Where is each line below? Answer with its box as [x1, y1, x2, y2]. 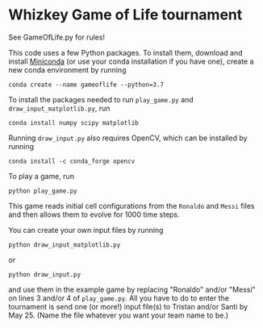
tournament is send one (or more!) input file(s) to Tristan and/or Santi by [8, 301, 248, 311]
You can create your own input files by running [8, 225, 164, 235]
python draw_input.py [8, 270, 81, 279]
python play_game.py [8, 187, 78, 195]
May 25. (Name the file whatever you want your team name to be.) [8, 310, 229, 320]
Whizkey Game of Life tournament [8, 6, 243, 24]
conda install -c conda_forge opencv [8, 157, 136, 165]
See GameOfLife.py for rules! [8, 32, 106, 42]
